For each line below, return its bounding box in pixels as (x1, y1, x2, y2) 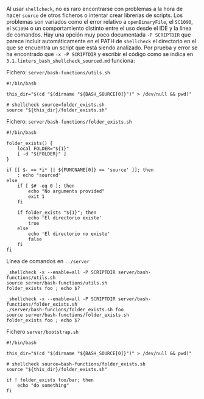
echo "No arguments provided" (28, 188, 105, 194)
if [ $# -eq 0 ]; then (17, 183, 75, 189)
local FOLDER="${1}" (17, 146, 69, 152)
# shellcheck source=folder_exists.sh (6, 102, 105, 108)
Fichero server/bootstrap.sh (6, 328, 79, 335)
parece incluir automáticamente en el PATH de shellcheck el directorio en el (6, 38, 197, 44)
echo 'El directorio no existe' (28, 231, 111, 237)
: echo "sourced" (17, 172, 62, 178)
